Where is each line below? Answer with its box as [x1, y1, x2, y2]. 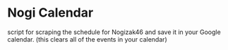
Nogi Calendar [7, 5, 94, 21]
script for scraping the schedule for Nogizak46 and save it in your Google [7, 28, 221, 36]
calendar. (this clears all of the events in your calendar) [7, 35, 167, 43]
